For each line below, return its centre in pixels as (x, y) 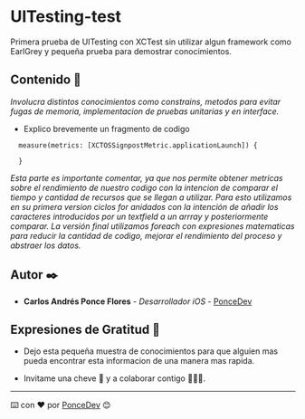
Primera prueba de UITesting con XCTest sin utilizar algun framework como (151, 42)
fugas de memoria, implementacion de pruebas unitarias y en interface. (145, 111)
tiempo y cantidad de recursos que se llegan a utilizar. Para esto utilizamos (151, 197)
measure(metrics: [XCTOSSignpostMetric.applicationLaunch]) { (138, 145)
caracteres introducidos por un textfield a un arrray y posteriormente (139, 216)
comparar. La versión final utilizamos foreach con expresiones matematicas (152, 226)
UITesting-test (66, 17)
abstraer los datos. (46, 245)
